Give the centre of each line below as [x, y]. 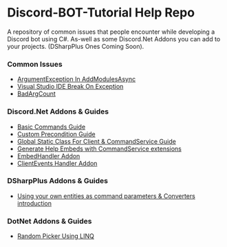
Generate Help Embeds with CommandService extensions [99, 149]
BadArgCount [36, 94]
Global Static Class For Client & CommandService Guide [97, 141]
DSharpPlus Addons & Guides [58, 181]
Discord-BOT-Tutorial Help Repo [101, 13]
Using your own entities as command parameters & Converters [106, 196]
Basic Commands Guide [51, 127]
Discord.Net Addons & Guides [58, 111]
